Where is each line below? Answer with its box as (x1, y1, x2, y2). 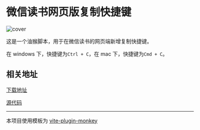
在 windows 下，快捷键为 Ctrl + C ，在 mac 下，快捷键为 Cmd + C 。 (6, 50, 168, 57)
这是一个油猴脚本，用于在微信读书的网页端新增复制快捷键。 (6, 37, 152, 45)
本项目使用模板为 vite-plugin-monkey (6, 117, 98, 124)
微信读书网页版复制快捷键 (6, 5, 132, 19)
